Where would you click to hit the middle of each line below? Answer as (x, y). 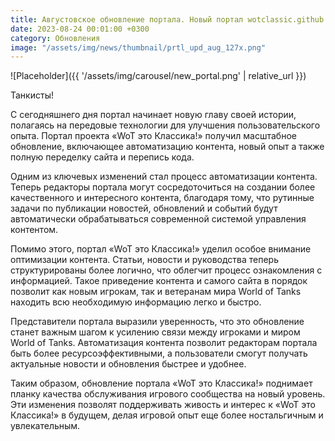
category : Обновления (55, 38)
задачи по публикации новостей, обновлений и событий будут (144, 208)
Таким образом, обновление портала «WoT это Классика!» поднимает (161, 383)
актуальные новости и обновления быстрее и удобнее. (128, 364)
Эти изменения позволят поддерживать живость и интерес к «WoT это (163, 405)
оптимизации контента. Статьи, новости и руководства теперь (145, 260)
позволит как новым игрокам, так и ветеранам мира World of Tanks (156, 292)
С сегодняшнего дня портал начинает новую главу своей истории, (153, 115)
